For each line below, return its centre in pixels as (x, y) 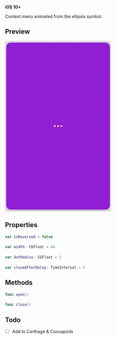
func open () (17, 294)
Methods (19, 283)
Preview (18, 32)
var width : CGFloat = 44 (30, 247)
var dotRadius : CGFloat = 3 (33, 257)
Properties (21, 225)
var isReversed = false (29, 237)
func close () (18, 305)
